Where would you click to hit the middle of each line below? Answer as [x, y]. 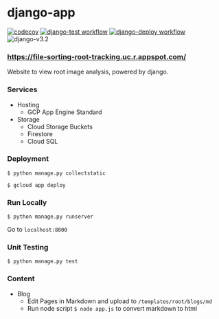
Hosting [28, 104]
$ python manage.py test [43, 262]
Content [21, 278]
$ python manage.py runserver [50, 217]
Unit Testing [28, 247]
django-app [41, 13]
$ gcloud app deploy [37, 185]
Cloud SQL [43, 141]
